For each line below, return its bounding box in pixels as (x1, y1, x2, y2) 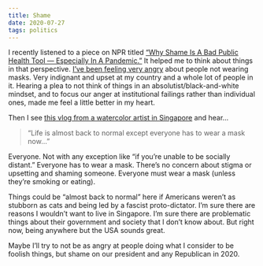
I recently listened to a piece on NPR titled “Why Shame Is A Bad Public (8, 48, 239, 57)
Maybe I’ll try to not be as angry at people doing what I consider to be (8, 241, 235, 250)
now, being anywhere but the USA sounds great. (8, 226, 165, 235)
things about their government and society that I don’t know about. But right (8, 217, 254, 227)
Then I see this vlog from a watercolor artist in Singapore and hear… (8, 113, 229, 123)
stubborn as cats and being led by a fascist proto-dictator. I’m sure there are (8, 201, 256, 210)
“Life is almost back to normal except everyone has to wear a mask (27, 128, 246, 138)
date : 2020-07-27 (8, 19, 65, 27)
